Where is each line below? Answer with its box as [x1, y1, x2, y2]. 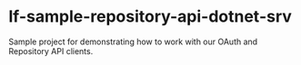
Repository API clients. [8, 45, 94, 56]
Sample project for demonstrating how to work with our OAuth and [8, 36, 258, 47]
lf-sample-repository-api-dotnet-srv [8, 6, 293, 27]
